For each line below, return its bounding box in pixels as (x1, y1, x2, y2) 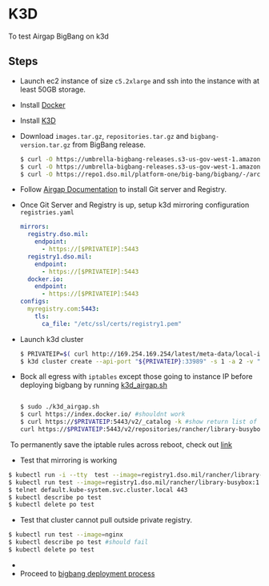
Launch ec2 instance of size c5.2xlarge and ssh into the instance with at (19, 75, 260, 85)
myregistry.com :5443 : (27, 305, 100, 313)
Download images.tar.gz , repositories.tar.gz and (19, 131, 189, 140)
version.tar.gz (19, 141, 71, 149)
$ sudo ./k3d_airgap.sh (19, 403, 100, 411)
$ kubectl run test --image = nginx (8, 531, 124, 539)
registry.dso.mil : (27, 230, 89, 238)
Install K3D (19, 116, 56, 125)
